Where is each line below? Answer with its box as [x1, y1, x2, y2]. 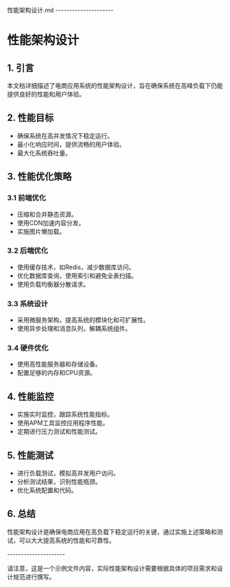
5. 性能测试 [7, 449, 53, 461]
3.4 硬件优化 [7, 343, 49, 353]
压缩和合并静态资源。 [16, 210, 77, 218]
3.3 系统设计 [7, 299, 49, 308]
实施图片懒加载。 [16, 227, 66, 235]
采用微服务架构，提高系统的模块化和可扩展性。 [16, 316, 149, 324]
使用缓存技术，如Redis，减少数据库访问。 [16, 263, 136, 271]
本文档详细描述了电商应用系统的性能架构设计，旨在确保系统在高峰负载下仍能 [7, 82, 223, 89]
